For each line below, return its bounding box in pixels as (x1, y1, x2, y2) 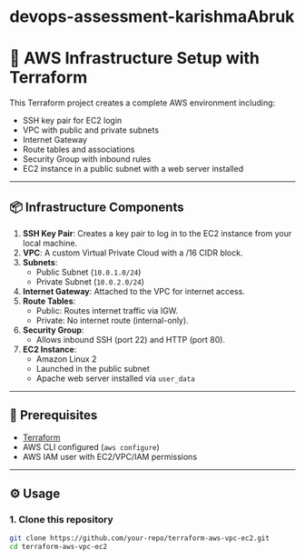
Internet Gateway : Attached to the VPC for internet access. (22, 285, 245, 296)
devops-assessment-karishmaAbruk (9, 6, 295, 27)
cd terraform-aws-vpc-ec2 (9, 543, 107, 552)
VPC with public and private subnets (22, 125, 160, 135)
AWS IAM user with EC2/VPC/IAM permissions (22, 451, 198, 462)
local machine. (22, 237, 78, 248)
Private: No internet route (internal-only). (35, 315, 189, 325)
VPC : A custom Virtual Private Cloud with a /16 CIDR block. (22, 247, 243, 258)
